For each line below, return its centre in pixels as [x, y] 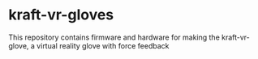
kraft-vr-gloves [61, 15]
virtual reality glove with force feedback [103, 45]
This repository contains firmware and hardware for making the [114, 37]
